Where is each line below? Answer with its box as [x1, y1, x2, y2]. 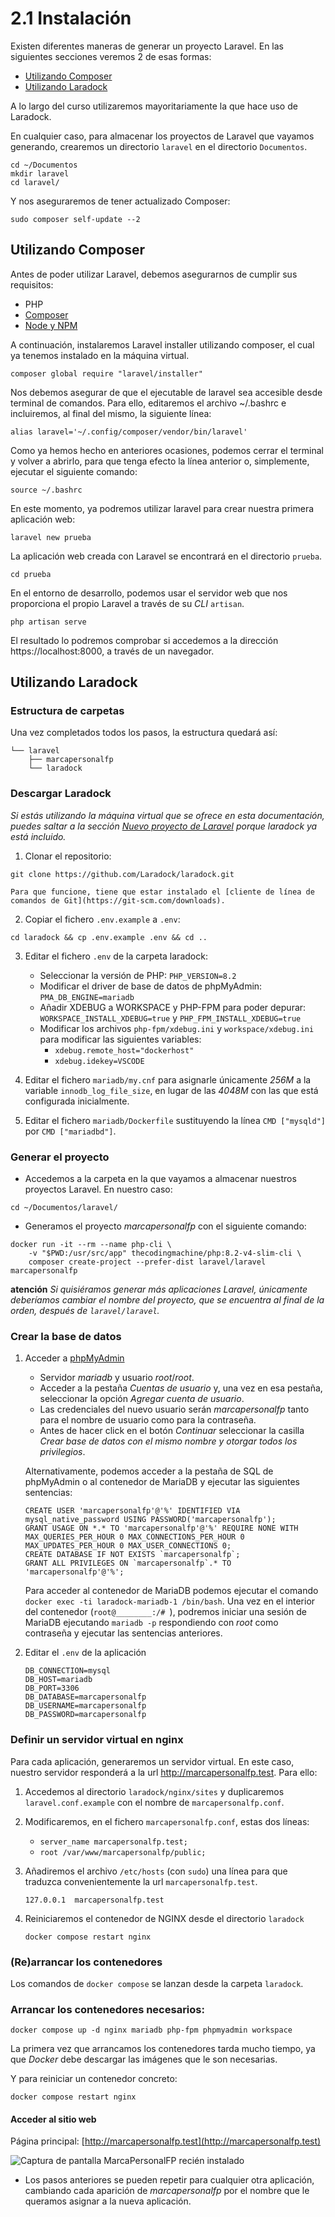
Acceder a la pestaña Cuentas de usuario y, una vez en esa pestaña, [39, 1382, 323, 1394]
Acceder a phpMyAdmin [24, 1352, 125, 1364]
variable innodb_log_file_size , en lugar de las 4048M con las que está [24, 1084, 319, 1096]
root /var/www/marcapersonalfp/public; [39, 1847, 207, 1857]
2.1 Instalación [10, 7, 132, 30]
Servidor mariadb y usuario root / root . [39, 1372, 195, 1384]
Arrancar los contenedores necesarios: [10, 2002, 205, 2016]
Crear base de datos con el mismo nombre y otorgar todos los [39, 1435, 298, 1447]
